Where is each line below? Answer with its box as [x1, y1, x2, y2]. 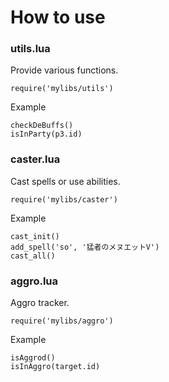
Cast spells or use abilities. [10, 175, 121, 187]
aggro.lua [10, 274, 59, 288]
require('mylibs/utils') [10, 84, 114, 94]
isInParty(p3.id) [10, 129, 83, 140]
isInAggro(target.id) [10, 362, 101, 372]
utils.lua [10, 42, 51, 56]
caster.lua [10, 152, 61, 166]
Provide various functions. [10, 64, 119, 76]
